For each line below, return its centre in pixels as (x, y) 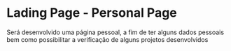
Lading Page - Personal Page (92, 13)
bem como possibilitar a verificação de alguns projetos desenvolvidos (107, 39)
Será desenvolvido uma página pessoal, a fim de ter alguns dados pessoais (115, 32)
